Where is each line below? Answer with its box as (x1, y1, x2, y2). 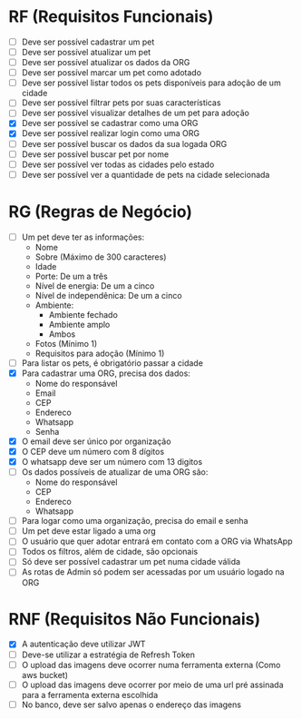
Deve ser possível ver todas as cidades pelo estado (21, 159, 215, 170)
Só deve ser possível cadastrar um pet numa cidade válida (21, 556, 241, 567)
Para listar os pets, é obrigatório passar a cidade (21, 357, 203, 369)
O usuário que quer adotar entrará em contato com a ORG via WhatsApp (21, 536, 293, 547)
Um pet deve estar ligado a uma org (21, 526, 156, 537)
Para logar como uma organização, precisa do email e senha (21, 516, 248, 527)
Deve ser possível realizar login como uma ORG (21, 128, 200, 139)
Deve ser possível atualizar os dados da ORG (21, 57, 190, 68)
